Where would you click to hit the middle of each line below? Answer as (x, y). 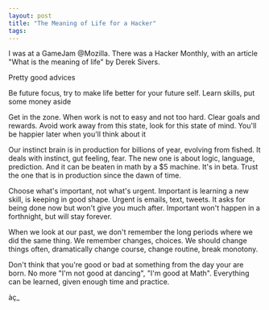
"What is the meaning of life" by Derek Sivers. (85, 62)
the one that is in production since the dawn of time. (95, 175)
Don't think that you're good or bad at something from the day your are (126, 265)
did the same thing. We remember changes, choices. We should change (128, 241)
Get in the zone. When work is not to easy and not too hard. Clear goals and (134, 117)
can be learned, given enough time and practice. (89, 282)
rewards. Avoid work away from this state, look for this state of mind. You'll (132, 126)
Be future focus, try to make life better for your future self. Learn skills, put (132, 93)
